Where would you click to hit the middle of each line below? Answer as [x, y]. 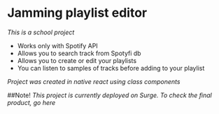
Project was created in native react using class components [94, 81]
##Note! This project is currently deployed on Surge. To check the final [109, 95]
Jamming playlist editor [77, 13]
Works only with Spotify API [57, 45]
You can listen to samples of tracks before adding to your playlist [111, 68]
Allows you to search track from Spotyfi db [79, 53]
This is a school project [41, 32]
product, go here [31, 102]
